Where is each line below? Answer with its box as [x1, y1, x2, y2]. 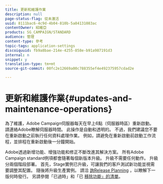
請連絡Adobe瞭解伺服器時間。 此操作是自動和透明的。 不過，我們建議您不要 [5, 126, 158, 132]
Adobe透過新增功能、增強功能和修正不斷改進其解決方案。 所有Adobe [5, 149, 144, 155]
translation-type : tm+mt [5, 61, 56, 66]
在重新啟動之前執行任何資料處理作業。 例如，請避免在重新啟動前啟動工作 [5, 132, 152, 138]
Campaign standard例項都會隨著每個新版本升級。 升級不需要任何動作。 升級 [5, 155, 159, 161]
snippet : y [5, 57, 27, 62]
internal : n [5, 52, 29, 58]
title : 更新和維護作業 [5, 7, 46, 12]
